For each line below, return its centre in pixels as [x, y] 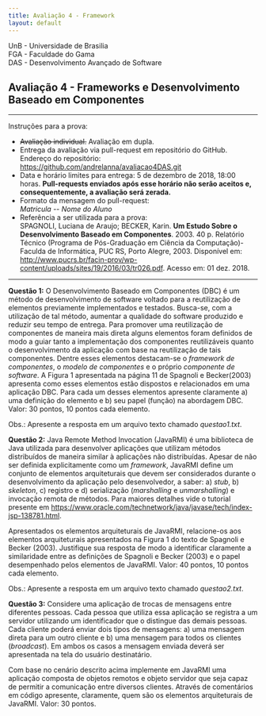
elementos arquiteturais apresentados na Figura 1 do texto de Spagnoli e [126, 540]
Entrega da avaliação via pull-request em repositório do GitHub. [123, 150]
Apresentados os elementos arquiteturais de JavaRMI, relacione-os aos [125, 531]
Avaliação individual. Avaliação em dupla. [87, 142]
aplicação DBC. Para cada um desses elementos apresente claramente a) [128, 392]
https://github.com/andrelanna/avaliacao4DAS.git [101, 167]
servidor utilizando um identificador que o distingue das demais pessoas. [128, 621]
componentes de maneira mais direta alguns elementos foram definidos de [131, 333]
